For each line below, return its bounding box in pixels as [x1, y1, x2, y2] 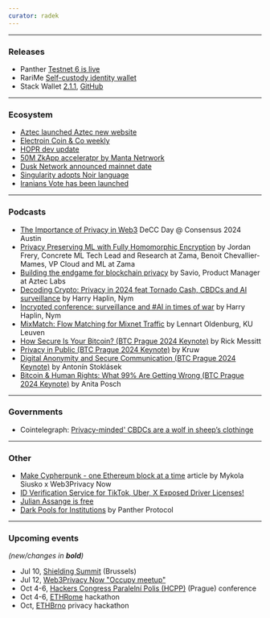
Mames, [19, 259, 47, 268]
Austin [19, 233, 42, 243]
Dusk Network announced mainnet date [19, 162, 153, 172]
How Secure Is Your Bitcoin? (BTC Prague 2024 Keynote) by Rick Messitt [19, 336, 261, 346]
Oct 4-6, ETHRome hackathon [19, 592, 121, 602]
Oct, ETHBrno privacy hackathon [19, 601, 129, 611]
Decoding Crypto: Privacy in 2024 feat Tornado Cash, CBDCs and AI [19, 284, 247, 294]
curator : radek [8, 11, 59, 20]
